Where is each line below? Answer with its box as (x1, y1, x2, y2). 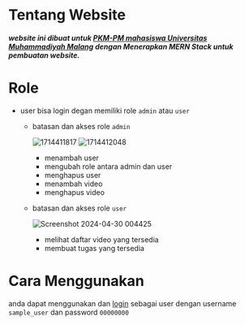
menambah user (44, 153, 100, 162)
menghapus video (44, 187, 105, 197)
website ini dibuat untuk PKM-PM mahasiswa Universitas (8, 32, 208, 42)
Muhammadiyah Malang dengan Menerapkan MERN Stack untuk (8, 41, 234, 51)
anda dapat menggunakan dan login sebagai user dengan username (8, 298, 237, 308)
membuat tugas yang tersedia (44, 243, 144, 253)
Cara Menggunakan (8, 271, 144, 290)
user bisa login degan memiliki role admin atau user (19, 106, 191, 115)
